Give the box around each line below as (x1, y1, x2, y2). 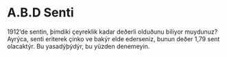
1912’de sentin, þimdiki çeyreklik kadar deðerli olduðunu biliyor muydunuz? (7, 27, 218, 36)
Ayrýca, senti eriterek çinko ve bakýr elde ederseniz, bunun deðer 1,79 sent (7, 34, 220, 43)
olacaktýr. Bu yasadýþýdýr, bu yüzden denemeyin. (7, 42, 150, 50)
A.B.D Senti (7, 5, 74, 21)
